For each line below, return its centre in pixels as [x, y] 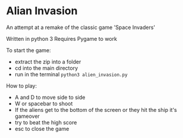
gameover [27, 116]
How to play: [22, 86]
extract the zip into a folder [48, 62]
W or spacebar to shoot [44, 103]
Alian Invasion [42, 11]
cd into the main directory [46, 68]
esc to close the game [42, 129]
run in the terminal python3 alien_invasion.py [71, 74]
